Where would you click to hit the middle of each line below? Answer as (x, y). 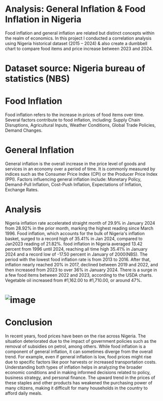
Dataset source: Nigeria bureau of (75, 68)
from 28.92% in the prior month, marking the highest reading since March (79, 228)
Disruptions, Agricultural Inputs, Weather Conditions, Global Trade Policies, (81, 125)
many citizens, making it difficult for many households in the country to (76, 388)
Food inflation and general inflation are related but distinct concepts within (80, 33)
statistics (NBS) (37, 79)
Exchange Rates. (22, 190)
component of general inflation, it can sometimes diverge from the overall (79, 352)
